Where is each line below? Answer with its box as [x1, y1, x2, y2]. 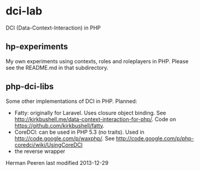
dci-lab [5, 4, 43, 18]
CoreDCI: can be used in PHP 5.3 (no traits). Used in [14, 128, 144, 135]
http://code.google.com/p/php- [116, 134, 195, 142]
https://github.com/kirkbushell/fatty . [14, 122, 105, 129]
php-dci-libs [5, 81, 54, 92]
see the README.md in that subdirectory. [5, 64, 109, 71]
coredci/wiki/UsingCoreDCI [14, 141, 83, 148]
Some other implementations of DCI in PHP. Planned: [5, 98, 137, 105]
